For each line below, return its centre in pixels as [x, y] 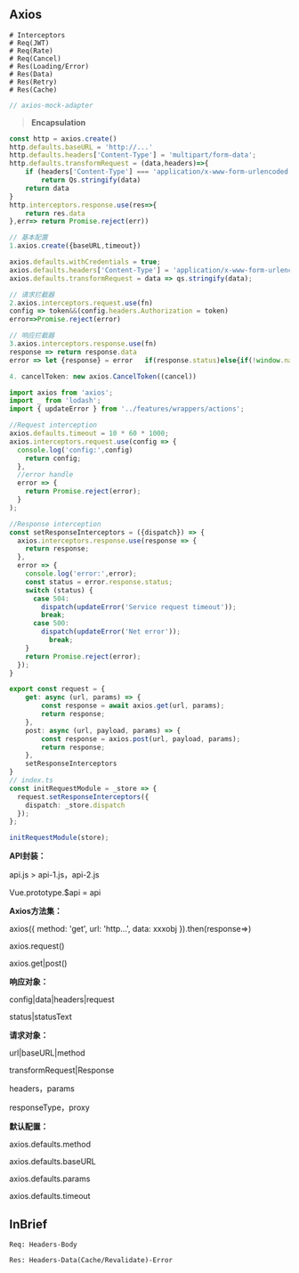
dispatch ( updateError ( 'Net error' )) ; [111, 632]
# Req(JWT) [29, 43]
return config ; [53, 458]
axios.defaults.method [50, 1145]
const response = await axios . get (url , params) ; [133, 706]
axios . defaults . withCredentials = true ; [85, 262]
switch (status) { [59, 590]
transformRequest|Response [62, 1070]
